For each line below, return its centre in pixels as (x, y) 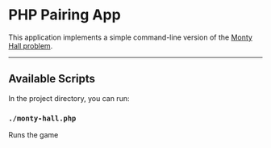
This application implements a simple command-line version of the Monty (130, 37)
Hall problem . (31, 45)
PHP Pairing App (65, 15)
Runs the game (33, 135)
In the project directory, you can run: (69, 98)
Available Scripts (52, 79)
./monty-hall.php (42, 118)
